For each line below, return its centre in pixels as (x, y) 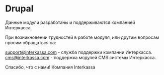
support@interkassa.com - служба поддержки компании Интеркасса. (79, 52)
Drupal (19, 9)
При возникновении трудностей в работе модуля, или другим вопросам (82, 37)
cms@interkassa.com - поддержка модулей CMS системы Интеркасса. (81, 57)
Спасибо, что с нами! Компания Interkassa (50, 67)
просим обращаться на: (31, 42)
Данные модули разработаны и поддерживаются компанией (70, 22)
